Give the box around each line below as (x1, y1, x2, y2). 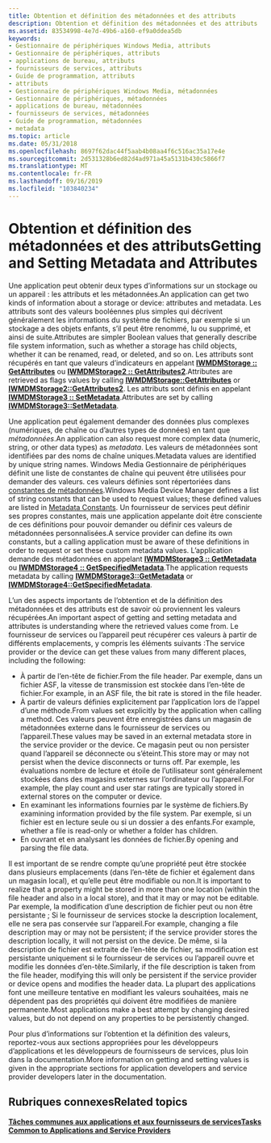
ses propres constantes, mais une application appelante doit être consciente (8, 511, 263, 521)
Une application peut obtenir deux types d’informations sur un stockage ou (8, 280, 258, 290)
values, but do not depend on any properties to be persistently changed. (8, 1013, 249, 1023)
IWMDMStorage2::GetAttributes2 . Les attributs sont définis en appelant (8, 383, 251, 393)
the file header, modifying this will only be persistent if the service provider (8, 970, 257, 980)
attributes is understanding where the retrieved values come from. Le (8, 621, 240, 631)
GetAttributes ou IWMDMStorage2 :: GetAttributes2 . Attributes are (8, 366, 233, 376)
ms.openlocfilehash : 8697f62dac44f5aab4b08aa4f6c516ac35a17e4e (8, 147, 226, 155)
